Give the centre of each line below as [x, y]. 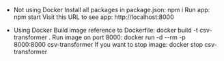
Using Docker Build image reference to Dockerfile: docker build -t [106, 30]
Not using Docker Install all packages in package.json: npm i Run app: [112, 10]
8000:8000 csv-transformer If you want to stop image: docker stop [108, 44]
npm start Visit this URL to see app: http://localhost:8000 [94, 17]
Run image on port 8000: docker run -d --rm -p [119, 37]
